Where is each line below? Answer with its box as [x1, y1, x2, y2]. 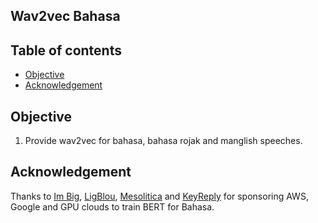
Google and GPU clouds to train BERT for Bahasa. [10, 200, 215, 213]
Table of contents [10, 42, 122, 59]
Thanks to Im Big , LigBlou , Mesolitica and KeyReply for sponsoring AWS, [10, 190, 309, 202]
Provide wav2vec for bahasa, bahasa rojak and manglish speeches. [24, 135, 303, 147]
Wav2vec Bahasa [10, 8, 121, 25]
